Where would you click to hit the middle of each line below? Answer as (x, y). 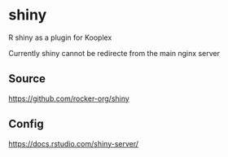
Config (26, 124)
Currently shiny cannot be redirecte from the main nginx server (114, 53)
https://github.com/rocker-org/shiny (69, 98)
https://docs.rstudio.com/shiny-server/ (74, 143)
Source (27, 79)
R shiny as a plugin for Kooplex (60, 37)
